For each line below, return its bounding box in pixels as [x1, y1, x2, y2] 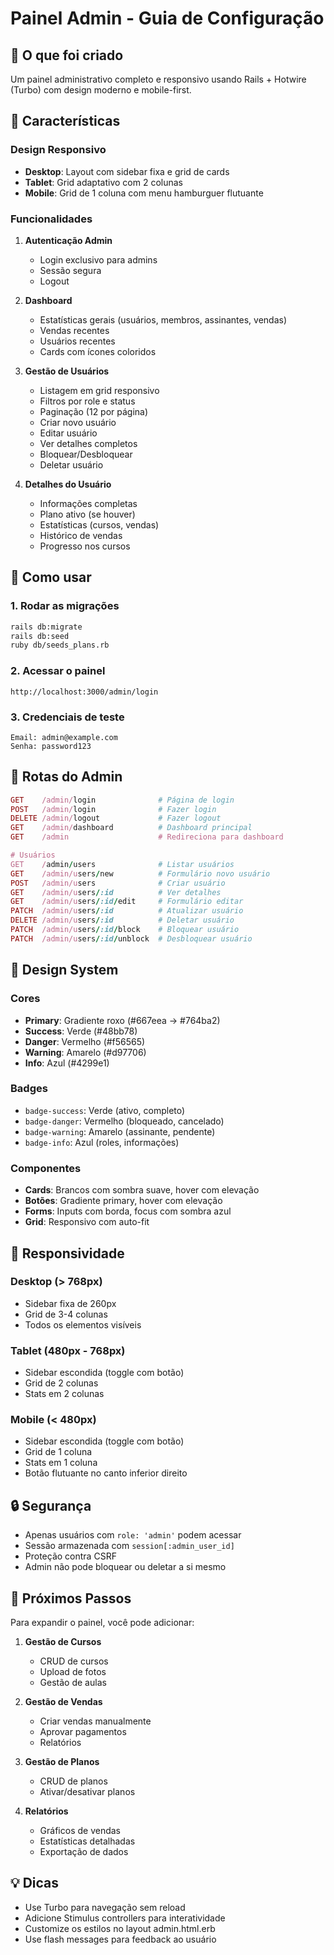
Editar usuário [39, 427, 98, 439]
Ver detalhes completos [39, 437, 138, 449]
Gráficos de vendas [39, 1825, 121, 1837]
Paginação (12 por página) [39, 405, 149, 417]
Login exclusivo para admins [39, 253, 158, 266]
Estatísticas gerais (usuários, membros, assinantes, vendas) [39, 313, 288, 326]
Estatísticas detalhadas [39, 1835, 136, 1847]
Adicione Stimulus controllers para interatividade [24, 1912, 226, 1924]
